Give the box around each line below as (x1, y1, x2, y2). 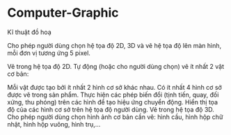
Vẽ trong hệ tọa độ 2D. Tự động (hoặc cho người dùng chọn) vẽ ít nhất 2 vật (7, 62, 225, 70)
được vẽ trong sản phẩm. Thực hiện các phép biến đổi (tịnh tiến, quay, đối (7, 90, 219, 99)
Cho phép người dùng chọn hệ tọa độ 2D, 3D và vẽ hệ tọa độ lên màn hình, (7, 41, 222, 49)
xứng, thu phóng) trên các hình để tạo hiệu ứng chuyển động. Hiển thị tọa (7, 97, 218, 106)
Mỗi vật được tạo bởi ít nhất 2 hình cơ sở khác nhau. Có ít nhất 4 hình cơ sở (7, 83, 223, 91)
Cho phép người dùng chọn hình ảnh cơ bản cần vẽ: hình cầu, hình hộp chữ (7, 113, 223, 121)
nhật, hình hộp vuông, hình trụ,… (7, 120, 101, 128)
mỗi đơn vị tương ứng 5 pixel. (7, 49, 90, 57)
